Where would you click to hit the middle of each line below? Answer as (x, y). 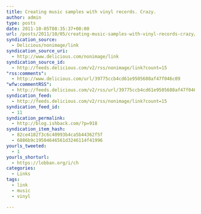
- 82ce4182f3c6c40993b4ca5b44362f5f (57, 135)
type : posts (21, 23)
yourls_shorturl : (28, 157)
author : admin (24, 17)
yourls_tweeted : (26, 146)
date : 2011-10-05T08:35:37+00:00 (48, 29)
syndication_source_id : (36, 62)
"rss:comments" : (26, 73)
